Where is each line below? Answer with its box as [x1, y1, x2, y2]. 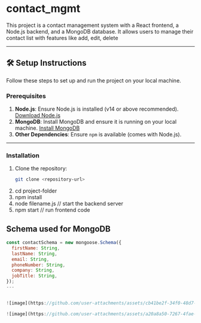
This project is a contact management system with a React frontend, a [6, 22, 179, 29]
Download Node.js [14, 112, 61, 119]
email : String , [11, 256, 50, 262]
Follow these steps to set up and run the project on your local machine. [6, 77, 181, 84]
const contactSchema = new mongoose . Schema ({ [6, 240, 121, 246]
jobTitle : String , [11, 273, 58, 279]
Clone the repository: [14, 165, 68, 172]
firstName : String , [11, 245, 60, 251]
